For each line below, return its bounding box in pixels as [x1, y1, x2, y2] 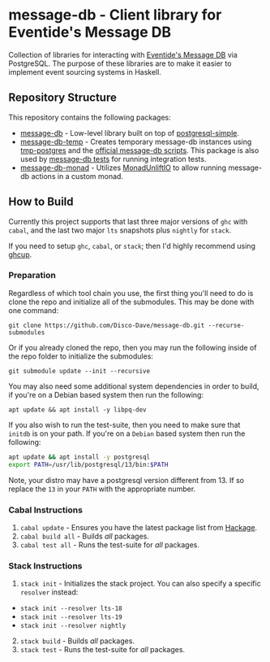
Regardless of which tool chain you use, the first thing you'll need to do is [8, 288, 254, 298]
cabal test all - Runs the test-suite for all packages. [19, 539, 200, 550]
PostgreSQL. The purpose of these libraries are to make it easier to [8, 59, 232, 68]
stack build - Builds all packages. [19, 636, 135, 646]
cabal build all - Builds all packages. [19, 531, 150, 541]
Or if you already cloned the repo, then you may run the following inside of [8, 342, 257, 352]
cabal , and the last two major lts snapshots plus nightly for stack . [8, 225, 232, 235]
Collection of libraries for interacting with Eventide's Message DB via [8, 50, 238, 59]
